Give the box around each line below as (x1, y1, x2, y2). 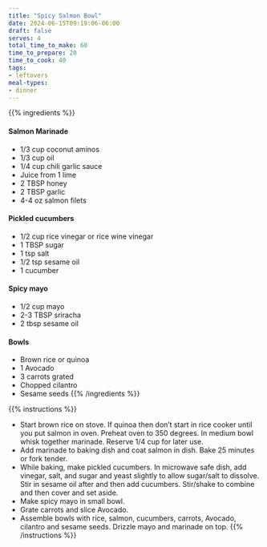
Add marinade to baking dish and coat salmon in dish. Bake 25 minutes (19, 445, 255, 455)
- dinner (8, 86, 38, 95)
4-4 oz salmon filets (19, 195, 87, 205)
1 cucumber (19, 265, 59, 275)
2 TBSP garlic (19, 187, 66, 196)
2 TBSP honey (19, 178, 68, 188)
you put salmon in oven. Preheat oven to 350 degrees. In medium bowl (19, 428, 254, 438)
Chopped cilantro (19, 380, 78, 390)
